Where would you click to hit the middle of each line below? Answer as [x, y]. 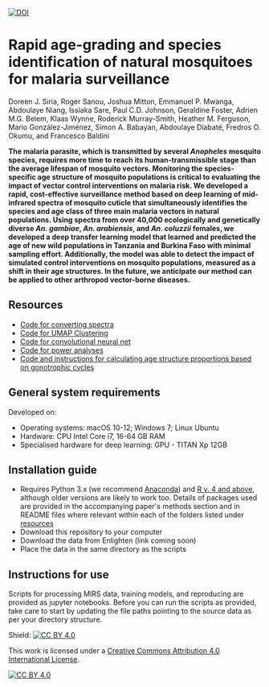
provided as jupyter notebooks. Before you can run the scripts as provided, [132, 602]
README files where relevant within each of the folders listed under [132, 515]
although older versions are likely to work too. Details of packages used [139, 498]
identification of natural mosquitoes [130, 62]
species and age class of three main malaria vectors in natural [114, 211]
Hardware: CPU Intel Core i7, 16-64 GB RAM [93, 436]
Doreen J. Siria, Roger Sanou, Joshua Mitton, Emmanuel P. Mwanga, [121, 101]
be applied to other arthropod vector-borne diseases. [99, 279]
